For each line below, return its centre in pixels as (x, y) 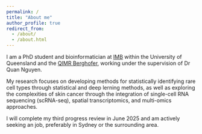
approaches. (22, 107)
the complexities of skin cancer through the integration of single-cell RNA (97, 94)
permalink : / (23, 12)
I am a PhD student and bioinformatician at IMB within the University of (94, 57)
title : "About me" (29, 17)
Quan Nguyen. (24, 69)
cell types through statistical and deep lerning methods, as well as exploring (101, 87)
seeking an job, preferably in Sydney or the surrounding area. (82, 125)
